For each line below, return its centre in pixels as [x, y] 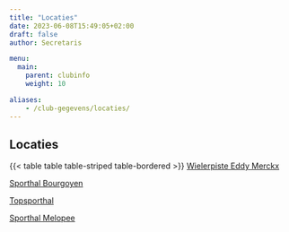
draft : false [34, 34]
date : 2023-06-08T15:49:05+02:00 [72, 26]
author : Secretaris [46, 43]
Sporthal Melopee [42, 218]
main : [28, 67]
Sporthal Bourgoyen [46, 184]
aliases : [26, 99]
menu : [19, 59]
